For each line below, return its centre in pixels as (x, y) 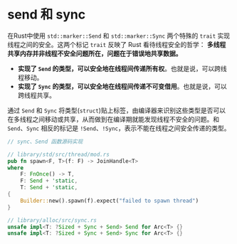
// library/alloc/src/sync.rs (52, 220)
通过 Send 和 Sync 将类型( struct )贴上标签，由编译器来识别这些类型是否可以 (117, 110)
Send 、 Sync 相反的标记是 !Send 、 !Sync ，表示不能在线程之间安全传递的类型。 (119, 128)
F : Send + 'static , (49, 181)
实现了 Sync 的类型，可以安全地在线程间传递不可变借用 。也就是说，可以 (122, 86)
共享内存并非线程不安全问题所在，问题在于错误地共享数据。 (95, 53)
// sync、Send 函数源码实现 (45, 142)
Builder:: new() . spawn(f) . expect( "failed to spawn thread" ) (110, 201)
